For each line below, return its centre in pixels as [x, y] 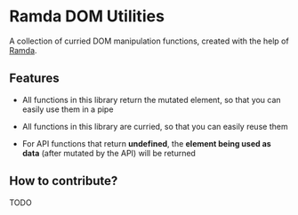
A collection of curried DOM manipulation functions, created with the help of [149, 41]
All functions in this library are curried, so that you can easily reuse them [155, 126]
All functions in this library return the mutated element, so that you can [152, 100]
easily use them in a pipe [68, 109]
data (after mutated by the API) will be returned [109, 153]
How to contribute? [64, 181]
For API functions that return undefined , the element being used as [146, 143]
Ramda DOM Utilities [87, 16]
